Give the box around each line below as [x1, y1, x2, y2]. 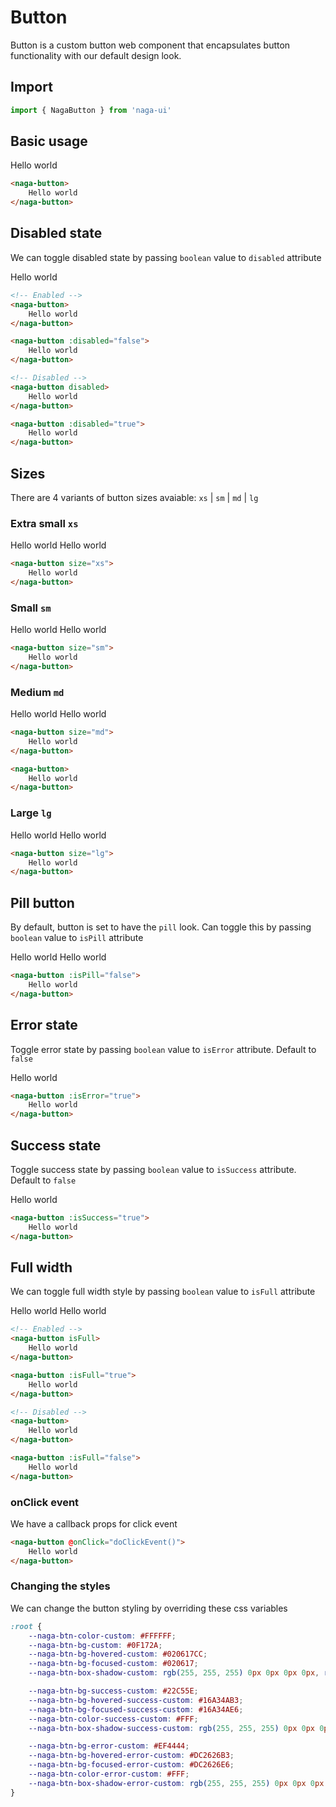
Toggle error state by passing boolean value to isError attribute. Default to [10, 1043, 317, 1055]
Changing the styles [10, 1579, 111, 1593]
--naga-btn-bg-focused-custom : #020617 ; [28, 1659, 199, 1669]
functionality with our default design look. [10, 49, 182, 61]
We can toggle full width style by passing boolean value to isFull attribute [10, 1286, 316, 1298]
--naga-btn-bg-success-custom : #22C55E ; [28, 1686, 199, 1696]
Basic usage [10, 133, 88, 150]
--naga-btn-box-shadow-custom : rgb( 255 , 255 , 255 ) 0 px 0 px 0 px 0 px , [28, 1668, 320, 1678]
